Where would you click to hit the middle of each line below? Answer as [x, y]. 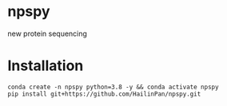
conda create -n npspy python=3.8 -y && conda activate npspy [113, 87]
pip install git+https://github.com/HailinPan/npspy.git [104, 94]
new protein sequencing [47, 33]
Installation [46, 66]
